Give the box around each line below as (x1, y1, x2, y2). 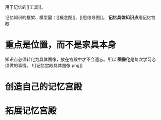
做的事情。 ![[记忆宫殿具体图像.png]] (9, 62, 83, 68)
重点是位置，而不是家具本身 (5, 39, 117, 51)
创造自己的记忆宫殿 (5, 82, 82, 92)
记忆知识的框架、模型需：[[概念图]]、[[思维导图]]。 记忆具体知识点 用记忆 (5, 15, 151, 20)
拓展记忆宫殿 (5, 105, 57, 117)
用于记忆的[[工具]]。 (5, 4, 46, 10)
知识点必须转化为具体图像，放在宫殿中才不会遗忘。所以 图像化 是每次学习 (5, 56, 152, 62)
